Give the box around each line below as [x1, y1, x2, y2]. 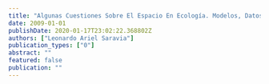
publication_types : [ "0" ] [8, 42, 94, 50]
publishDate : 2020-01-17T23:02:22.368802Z [8, 26, 152, 34]
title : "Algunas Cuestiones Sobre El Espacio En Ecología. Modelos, [8, 11, 242, 20]
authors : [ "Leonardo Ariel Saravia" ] [8, 34, 134, 42]
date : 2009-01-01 [8, 19, 66, 27]
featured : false [8, 57, 62, 65]
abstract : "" [8, 49, 52, 57]
